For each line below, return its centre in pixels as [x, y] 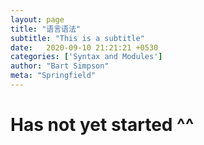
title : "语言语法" [46, 29]
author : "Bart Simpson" [60, 66]
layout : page [37, 19]
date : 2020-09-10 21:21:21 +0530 [84, 47]
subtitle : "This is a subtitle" [77, 38]
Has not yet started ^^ [102, 125]
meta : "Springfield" [53, 76]
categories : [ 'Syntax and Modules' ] [86, 57]
